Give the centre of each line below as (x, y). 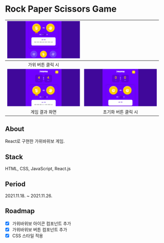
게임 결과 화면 (44, 112)
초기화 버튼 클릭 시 (120, 112)
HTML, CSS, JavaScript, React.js (38, 169)
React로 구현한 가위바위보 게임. (35, 141)
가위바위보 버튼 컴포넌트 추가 (40, 229)
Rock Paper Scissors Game (61, 9)
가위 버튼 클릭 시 (44, 64)
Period (15, 184)
